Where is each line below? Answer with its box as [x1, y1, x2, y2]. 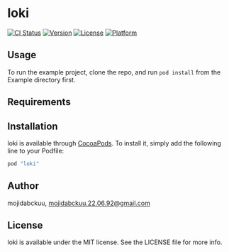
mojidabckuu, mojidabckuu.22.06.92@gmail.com [7, 199, 151, 207]
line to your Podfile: [7, 146, 65, 155]
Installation [7, 120, 58, 132]
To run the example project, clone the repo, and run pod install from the [7, 67, 221, 76]
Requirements [7, 96, 71, 108]
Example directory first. [7, 75, 76, 84]
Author [7, 180, 39, 192]
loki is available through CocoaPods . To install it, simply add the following [7, 138, 222, 147]
